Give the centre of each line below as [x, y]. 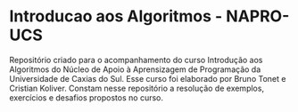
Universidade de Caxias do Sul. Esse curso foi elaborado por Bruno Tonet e [148, 78]
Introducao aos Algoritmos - [116, 16]
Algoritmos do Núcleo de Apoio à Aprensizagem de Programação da [135, 69]
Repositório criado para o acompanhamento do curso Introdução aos [136, 60]
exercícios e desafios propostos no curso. [86, 97]
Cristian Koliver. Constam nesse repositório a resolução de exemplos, [137, 88]
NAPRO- [258, 16]
